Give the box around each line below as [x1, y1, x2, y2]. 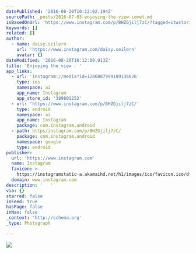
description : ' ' [6, 182, 54, 188]
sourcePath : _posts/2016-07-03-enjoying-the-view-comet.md [6, 14, 153, 20]
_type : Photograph [6, 220, 51, 226]
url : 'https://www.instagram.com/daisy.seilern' [16, 47, 137, 53]
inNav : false [6, 210, 38, 215]
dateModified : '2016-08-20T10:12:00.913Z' [6, 57, 111, 63]
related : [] [6, 30, 35, 36]
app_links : [6, 68, 33, 74]
